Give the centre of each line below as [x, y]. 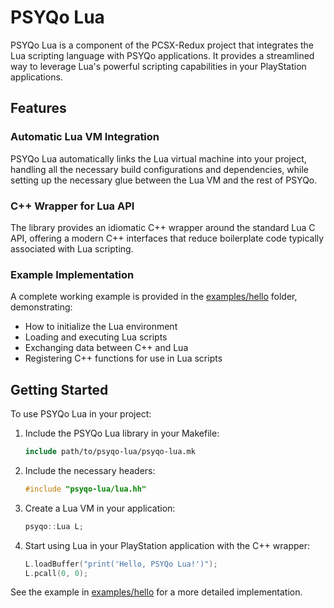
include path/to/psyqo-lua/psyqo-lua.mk [110, 452]
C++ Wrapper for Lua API [72, 206]
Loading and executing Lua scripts [96, 337]
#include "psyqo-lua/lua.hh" [85, 489]
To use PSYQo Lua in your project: [81, 414]
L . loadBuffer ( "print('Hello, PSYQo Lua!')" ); [121, 564]
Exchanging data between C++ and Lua [106, 348]
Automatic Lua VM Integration [85, 137]
